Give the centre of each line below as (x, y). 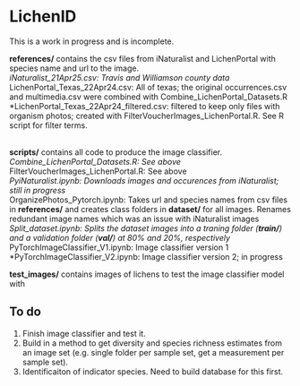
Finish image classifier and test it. (84, 333)
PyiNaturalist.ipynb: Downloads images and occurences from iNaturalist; (144, 180)
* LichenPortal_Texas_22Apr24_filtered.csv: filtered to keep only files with (145, 106)
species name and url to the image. (74, 68)
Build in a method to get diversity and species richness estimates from (152, 343)
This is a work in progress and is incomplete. (92, 41)
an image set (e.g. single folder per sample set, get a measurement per (153, 352)
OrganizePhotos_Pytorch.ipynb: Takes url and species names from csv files (149, 200)
